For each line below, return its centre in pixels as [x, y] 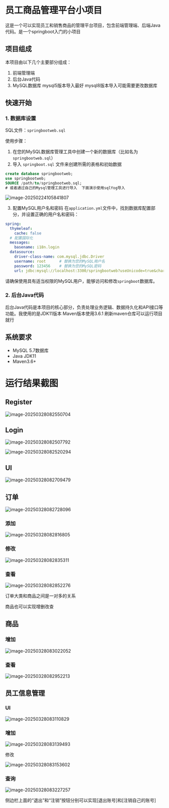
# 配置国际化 [22, 238]
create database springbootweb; [39, 174]
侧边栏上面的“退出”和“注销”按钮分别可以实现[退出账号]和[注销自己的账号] [81, 800]
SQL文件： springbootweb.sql [35, 130]
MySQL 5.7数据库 [30, 350]
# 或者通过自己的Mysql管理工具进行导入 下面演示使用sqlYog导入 [65, 188]
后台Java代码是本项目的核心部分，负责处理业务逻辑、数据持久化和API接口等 [84, 307]
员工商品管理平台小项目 [54, 10]
